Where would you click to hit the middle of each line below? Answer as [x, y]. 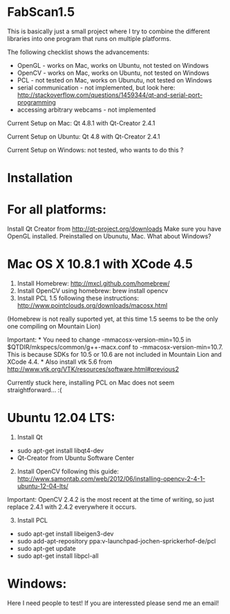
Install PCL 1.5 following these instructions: [78, 298]
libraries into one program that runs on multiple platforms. [89, 38]
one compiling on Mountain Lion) [54, 326]
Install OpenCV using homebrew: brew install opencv [93, 291]
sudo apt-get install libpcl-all [58, 556]
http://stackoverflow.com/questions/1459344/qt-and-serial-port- [110, 95]
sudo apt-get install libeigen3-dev [65, 534]
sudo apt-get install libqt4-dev [60, 450]
